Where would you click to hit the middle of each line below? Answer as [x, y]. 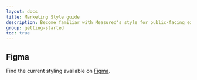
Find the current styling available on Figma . [58, 71]
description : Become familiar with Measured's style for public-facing [95, 22]
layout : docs [22, 11]
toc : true [18, 33]
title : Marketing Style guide [43, 17]
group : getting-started [35, 28]
